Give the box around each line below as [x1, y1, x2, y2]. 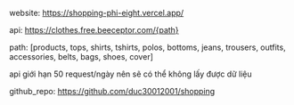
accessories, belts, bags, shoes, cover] [9, 52, 154, 61]
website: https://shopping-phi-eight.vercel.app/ [9, 8, 184, 18]
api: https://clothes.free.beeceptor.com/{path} [9, 25, 180, 35]
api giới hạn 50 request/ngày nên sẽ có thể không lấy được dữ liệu [9, 69, 252, 79]
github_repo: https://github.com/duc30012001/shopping [9, 86, 216, 96]
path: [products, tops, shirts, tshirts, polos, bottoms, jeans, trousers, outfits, [9, 42, 287, 52]
